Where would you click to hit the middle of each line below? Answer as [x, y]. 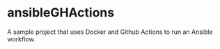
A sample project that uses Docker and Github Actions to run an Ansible [110, 32]
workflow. [21, 39]
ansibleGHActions [61, 13]
